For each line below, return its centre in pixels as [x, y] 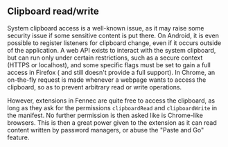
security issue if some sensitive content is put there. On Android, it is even [113, 35]
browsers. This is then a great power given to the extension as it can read [112, 122]
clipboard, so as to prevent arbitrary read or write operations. [95, 87]
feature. [18, 137]
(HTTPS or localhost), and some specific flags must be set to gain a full [109, 64]
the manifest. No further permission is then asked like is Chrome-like [105, 115]
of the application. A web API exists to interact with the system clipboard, [112, 50]
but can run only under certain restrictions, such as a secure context [105, 58]
